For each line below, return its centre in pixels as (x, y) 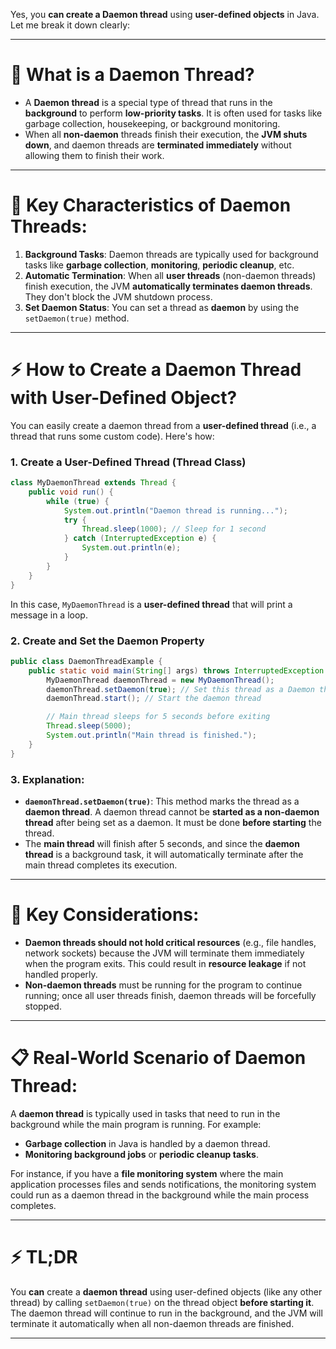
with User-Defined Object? (124, 398)
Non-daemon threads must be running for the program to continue (163, 985)
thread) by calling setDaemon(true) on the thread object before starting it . (162, 1302)
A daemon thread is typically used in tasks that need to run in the (145, 1113)
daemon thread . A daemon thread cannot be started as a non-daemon (172, 811)
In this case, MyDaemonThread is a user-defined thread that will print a (151, 604)
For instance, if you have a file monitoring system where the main (147, 1173)
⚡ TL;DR (44, 1257)
